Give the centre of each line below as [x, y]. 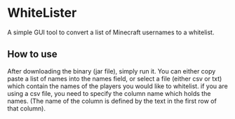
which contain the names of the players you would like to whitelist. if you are [117, 86]
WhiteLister [42, 13]
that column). [26, 108]
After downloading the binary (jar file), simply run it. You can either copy [112, 71]
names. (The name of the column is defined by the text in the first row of [112, 101]
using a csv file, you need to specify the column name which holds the [109, 93]
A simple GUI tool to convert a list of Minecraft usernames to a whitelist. [111, 32]
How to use [32, 54]
